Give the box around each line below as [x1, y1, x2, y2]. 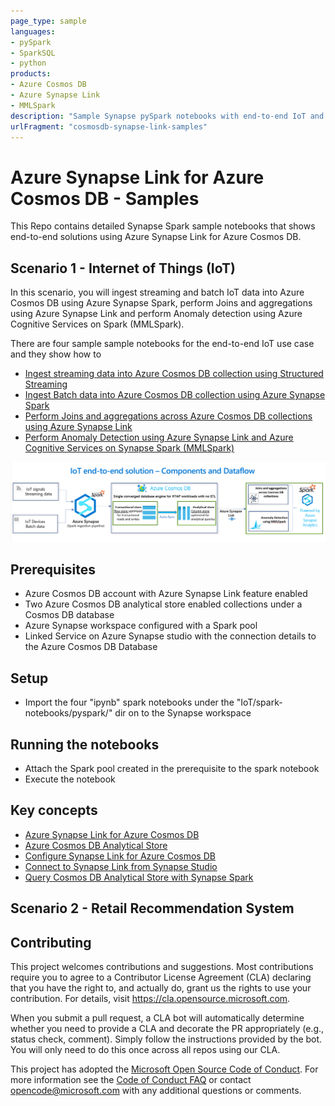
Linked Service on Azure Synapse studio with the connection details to [24, 630, 317, 642]
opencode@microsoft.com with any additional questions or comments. [10, 1085, 302, 1097]
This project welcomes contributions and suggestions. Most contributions [10, 961, 314, 973]
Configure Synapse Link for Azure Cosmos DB [24, 850, 216, 862]
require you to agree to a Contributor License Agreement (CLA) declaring [10, 971, 312, 984]
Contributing [10, 934, 92, 951]
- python [10, 58, 47, 69]
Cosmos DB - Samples [10, 187, 200, 210]
